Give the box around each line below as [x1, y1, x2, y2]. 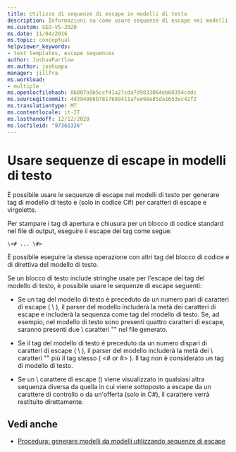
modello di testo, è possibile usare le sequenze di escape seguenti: [7, 282, 202, 290]
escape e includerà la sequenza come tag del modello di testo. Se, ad [17, 310, 220, 319]
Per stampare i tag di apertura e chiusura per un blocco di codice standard [7, 220, 224, 228]
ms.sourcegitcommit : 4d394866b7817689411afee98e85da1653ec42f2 [7, 96, 197, 103]
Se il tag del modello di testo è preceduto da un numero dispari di [17, 339, 208, 347]
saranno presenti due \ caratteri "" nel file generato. [17, 326, 168, 334]
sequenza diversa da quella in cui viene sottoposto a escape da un [17, 383, 211, 391]
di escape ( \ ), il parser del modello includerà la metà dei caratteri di [17, 303, 216, 311]
